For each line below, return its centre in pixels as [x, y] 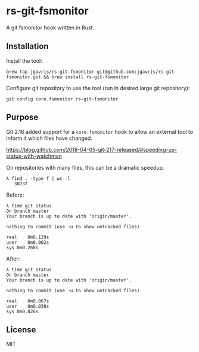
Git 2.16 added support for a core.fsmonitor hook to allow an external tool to [100, 131]
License [21, 330]
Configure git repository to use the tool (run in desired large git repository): [98, 88]
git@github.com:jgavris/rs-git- [137, 72]
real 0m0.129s [28, 237]
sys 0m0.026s [22, 311]
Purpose [22, 117]
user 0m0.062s [28, 242]
